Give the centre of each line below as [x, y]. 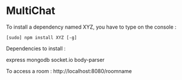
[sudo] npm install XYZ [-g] [42, 37]
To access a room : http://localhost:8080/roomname [69, 71]
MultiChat [31, 11]
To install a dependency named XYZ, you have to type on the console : [91, 27]
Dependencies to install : [36, 48]
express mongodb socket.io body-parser [55, 60]
